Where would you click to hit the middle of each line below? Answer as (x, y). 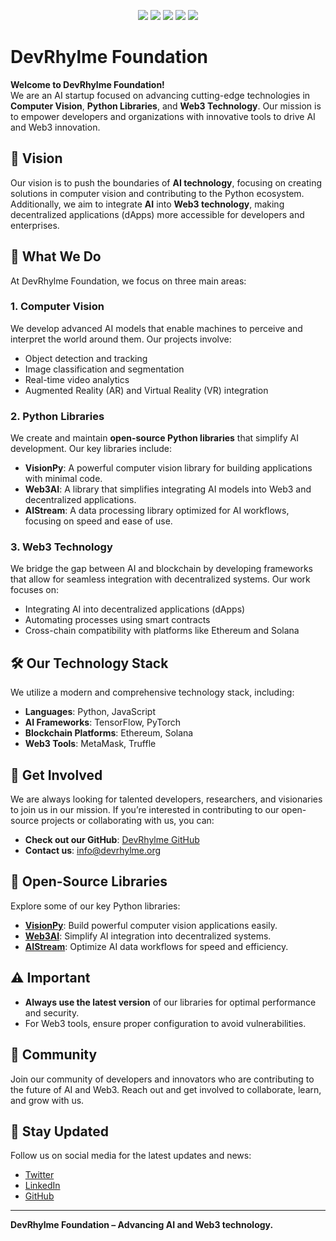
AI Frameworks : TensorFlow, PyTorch (102, 722)
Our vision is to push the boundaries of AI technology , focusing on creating (166, 182)
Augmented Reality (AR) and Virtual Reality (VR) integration (146, 390)
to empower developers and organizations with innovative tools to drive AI (163, 116)
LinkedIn (42, 1186)
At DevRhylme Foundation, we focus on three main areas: (128, 281)
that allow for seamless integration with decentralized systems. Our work (160, 579)
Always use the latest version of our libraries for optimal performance (170, 1002)
